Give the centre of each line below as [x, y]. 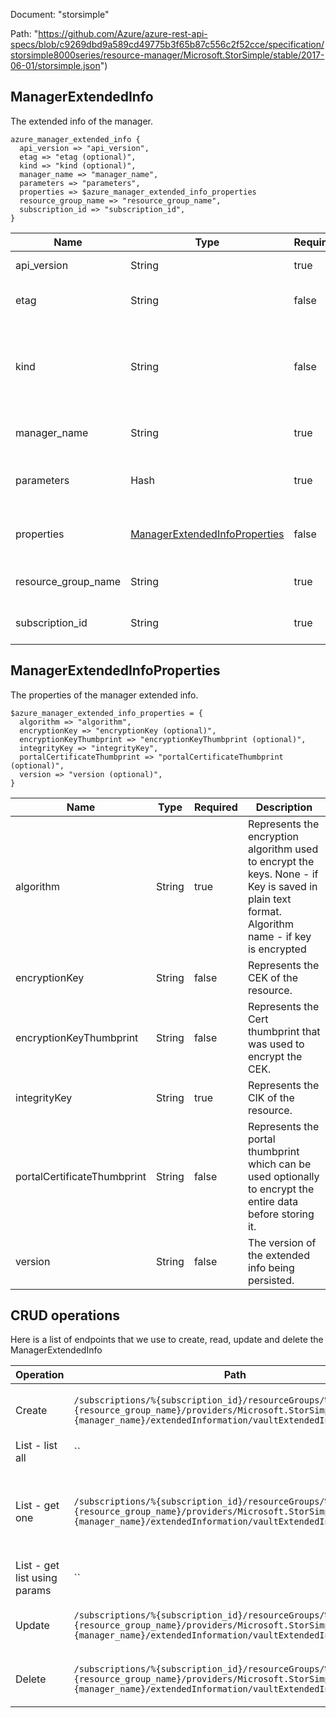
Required [215, 807]
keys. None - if [283, 874]
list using [36, 1578]
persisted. [271, 1280]
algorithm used [283, 849]
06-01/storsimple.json [55, 65]
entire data [273, 1201]
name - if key [279, 936]
